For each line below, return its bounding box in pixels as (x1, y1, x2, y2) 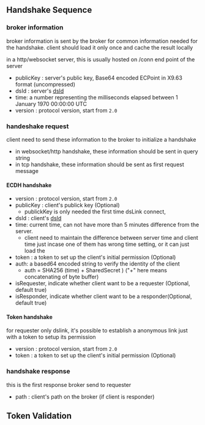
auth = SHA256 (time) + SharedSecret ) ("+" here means (24, 267, 167, 274)
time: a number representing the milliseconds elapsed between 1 (15, 93, 179, 101)
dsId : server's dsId (15, 87, 64, 94)
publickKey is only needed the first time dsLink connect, (24, 208, 166, 215)
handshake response (6, 367, 70, 376)
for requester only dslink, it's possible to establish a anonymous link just (6, 327, 188, 334)
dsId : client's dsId (15, 215, 62, 222)
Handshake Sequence (6, 5, 92, 15)
